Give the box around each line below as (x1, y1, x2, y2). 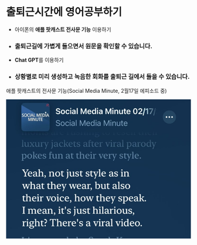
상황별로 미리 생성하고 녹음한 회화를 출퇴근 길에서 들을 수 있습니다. (14, 73, 190, 81)
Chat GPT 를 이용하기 (14, 56, 64, 63)
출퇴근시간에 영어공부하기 (6, 5, 122, 19)
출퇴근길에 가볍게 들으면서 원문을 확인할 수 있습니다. (14, 42, 152, 50)
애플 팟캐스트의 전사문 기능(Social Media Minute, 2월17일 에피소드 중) (6, 87, 167, 94)
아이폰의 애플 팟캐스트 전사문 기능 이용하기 (14, 26, 111, 33)
